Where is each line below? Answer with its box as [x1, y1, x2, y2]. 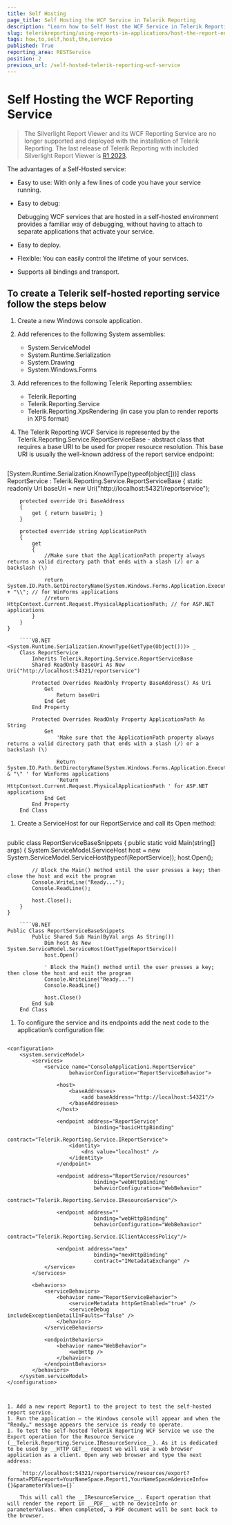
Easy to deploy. [17, 241, 61, 249]
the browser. [7, 1513, 45, 1519]
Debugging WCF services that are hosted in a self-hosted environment [17, 212, 219, 220]
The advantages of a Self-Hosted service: [7, 164, 126, 173]
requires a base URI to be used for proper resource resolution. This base [17, 443, 224, 451]
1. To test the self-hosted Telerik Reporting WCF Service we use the [7, 1427, 215, 1435]
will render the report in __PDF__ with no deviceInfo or [7, 1500, 177, 1508]
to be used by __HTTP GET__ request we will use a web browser [7, 1446, 193, 1453]
